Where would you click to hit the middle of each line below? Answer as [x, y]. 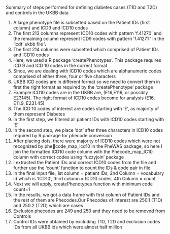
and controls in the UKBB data [37, 13]
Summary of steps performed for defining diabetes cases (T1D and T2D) [81, 7]
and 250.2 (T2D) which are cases [48, 205]
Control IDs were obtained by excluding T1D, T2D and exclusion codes [87, 222]
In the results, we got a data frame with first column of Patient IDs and [86, 195]
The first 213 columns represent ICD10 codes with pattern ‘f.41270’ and [87, 33]
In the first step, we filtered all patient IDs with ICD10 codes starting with [89, 119]
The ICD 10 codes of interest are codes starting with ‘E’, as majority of [86, 109]
